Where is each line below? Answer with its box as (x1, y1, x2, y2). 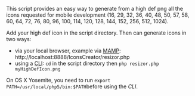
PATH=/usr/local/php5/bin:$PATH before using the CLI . (6, 83, 138, 90)
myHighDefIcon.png (14, 66, 61, 72)
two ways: (6, 36, 32, 42)
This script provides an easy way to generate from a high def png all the (6, 5, 184, 12)
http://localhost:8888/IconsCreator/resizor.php (14, 54, 130, 60)
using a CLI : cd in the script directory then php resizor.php (14, 60, 159, 67)
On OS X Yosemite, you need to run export (6, 77, 111, 83)
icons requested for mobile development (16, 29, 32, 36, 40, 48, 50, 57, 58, (6, 11, 190, 18)
